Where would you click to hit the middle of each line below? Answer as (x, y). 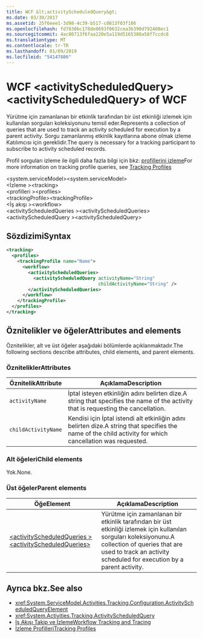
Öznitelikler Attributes (39, 367)
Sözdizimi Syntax (39, 236)
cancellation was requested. (108, 441)
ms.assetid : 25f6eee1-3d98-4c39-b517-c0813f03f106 (71, 23)
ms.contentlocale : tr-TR (37, 46)
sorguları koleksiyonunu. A (138, 536)
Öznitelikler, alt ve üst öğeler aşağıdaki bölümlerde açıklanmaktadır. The (95, 345)
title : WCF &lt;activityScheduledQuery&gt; (62, 12)
